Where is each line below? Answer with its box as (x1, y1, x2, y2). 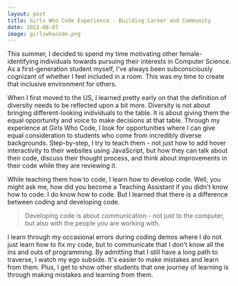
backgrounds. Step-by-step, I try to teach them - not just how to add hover (7, 139, 227, 148)
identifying (7, 57, 39, 66)
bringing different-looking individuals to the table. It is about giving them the (7, 109, 229, 117)
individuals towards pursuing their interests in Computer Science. (40, 57, 232, 66)
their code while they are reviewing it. (7, 161, 117, 170)
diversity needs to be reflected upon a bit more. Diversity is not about (7, 101, 211, 110)
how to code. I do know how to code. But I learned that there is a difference (7, 190, 229, 199)
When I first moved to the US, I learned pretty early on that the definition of (7, 94, 227, 102)
